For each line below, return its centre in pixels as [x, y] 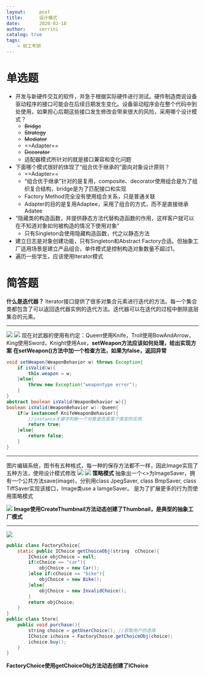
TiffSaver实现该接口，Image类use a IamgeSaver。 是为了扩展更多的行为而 [100, 488]
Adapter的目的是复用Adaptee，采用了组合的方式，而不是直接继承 [106, 204]
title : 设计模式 [32, 18]
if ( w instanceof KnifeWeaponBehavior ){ [68, 413]
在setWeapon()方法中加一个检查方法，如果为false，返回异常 [90, 350]
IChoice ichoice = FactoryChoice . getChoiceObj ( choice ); [101, 636]
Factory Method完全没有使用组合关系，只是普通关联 [90, 196]
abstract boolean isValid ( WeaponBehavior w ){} [67, 402]
